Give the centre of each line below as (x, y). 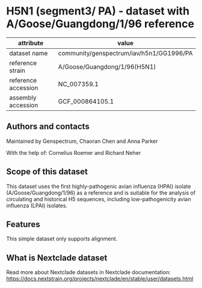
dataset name (29, 53)
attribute (31, 43)
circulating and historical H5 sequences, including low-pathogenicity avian (99, 199)
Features (23, 224)
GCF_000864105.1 (86, 101)
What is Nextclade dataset (57, 258)
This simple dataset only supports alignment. (62, 239)
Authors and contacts (48, 127)
